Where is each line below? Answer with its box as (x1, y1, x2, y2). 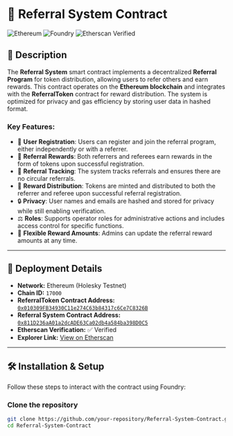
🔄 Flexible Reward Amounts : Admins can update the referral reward (17, 229, 213, 238)
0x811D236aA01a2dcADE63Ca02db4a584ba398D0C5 (17, 319, 148, 326)
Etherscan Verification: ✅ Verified (17, 325, 116, 333)
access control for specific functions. (17, 222, 124, 230)
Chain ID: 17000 (17, 288, 62, 297)
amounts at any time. (17, 236, 78, 245)
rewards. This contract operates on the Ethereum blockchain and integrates (7, 82, 225, 91)
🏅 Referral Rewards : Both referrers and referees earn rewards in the (17, 152, 213, 161)
